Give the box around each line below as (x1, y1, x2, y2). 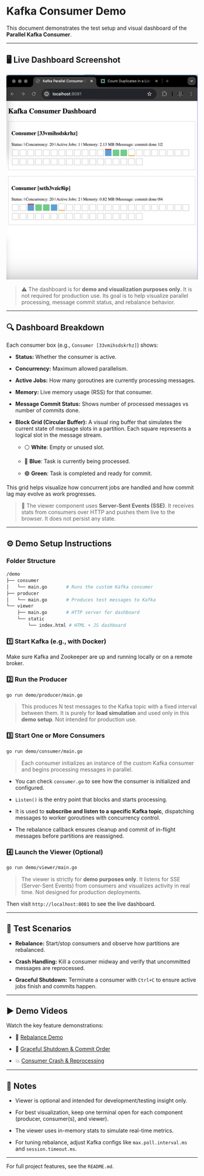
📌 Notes (6, 1081, 37, 1091)
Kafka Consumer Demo (6, 4, 126, 18)
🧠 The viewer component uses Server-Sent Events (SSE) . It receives (21, 502, 194, 510)
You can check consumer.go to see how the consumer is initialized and (15, 778, 191, 785)
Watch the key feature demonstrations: (6, 1022, 104, 1029)
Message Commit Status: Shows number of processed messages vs (15, 400, 189, 408)
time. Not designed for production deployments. (21, 888, 141, 895)
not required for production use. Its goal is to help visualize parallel (21, 292, 188, 299)
